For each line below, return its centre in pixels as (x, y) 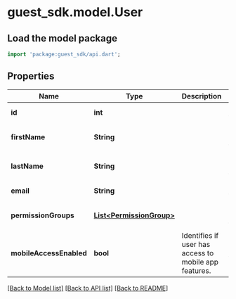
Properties (31, 76)
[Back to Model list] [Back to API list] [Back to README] (88, 288)
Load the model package (63, 38)
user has (196, 244)
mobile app (200, 262)
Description (202, 96)
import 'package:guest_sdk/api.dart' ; (64, 54)
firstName (28, 136)
